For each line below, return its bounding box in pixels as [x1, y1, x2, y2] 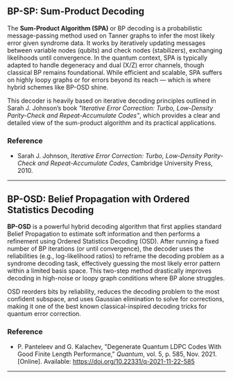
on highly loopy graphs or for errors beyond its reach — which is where [7, 76, 212, 84]
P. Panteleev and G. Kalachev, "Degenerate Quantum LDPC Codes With [17, 343, 222, 351]
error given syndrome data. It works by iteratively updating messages [7, 38, 206, 47]
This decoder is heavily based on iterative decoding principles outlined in [7, 96, 216, 105]
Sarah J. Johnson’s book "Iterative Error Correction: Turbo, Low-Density [7, 103, 214, 112]
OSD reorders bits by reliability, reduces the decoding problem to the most [7, 287, 220, 296]
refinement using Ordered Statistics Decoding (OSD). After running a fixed [7, 237, 219, 245]
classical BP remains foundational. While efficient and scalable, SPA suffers [7, 68, 223, 76]
